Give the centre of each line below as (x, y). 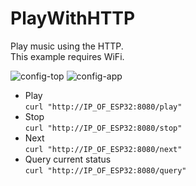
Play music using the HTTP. (67, 46)
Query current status (68, 159)
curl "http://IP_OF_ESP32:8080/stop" (103, 128)
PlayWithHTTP (73, 18)
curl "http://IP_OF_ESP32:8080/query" (105, 170)
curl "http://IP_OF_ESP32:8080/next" (103, 149)
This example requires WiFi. (67, 56)
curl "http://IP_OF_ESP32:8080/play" (103, 107)
